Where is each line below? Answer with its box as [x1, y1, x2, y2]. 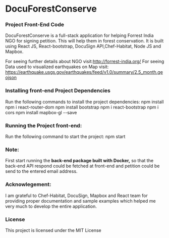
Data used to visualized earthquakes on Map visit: [5, 64, 109, 70]
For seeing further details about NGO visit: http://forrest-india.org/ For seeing [5, 59, 164, 65]
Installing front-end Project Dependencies [5, 87, 111, 94]
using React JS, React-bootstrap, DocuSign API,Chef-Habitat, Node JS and [5, 43, 161, 50]
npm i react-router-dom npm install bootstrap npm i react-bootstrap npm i [5, 104, 159, 110]
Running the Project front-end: [5, 122, 82, 129]
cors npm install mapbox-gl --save [5, 109, 77, 115]
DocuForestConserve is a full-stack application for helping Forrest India [5, 32, 154, 38]
